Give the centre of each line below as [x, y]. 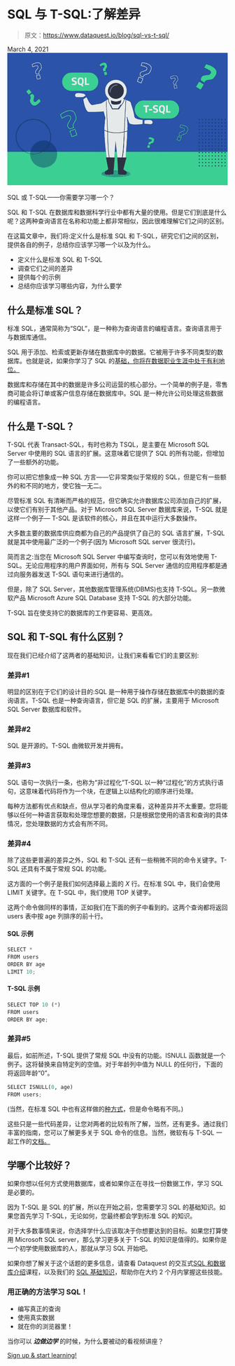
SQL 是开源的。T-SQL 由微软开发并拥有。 [67, 746]
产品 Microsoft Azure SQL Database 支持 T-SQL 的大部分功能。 [104, 597]
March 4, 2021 [28, 49]
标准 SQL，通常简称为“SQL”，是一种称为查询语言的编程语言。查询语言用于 [115, 329]
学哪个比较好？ [40, 1165]
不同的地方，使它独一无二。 [65, 485]
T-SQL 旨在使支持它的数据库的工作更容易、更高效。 [81, 613]
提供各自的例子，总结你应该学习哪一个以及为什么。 [81, 245]
